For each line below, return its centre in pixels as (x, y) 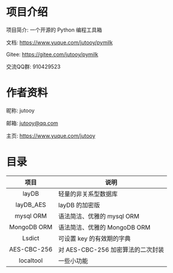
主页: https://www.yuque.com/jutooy (51, 136)
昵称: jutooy (20, 110)
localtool (31, 261)
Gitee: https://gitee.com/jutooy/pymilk (52, 54)
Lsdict (31, 238)
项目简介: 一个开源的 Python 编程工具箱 (54, 30)
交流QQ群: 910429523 (33, 67)
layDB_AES (31, 205)
